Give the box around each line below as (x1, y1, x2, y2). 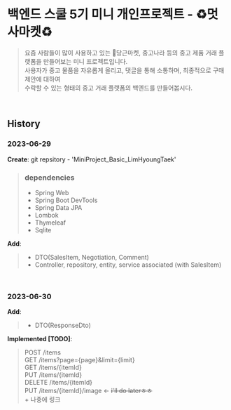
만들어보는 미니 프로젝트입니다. (43, 57, 128, 65)
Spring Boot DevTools (34, 196, 98, 204)
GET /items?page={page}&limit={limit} (24, 356, 135, 364)
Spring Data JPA (34, 203, 83, 211)
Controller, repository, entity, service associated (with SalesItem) (34, 260, 222, 269)
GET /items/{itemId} (24, 363, 82, 372)
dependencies (24, 173, 75, 183)
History (7, 118, 41, 130)
